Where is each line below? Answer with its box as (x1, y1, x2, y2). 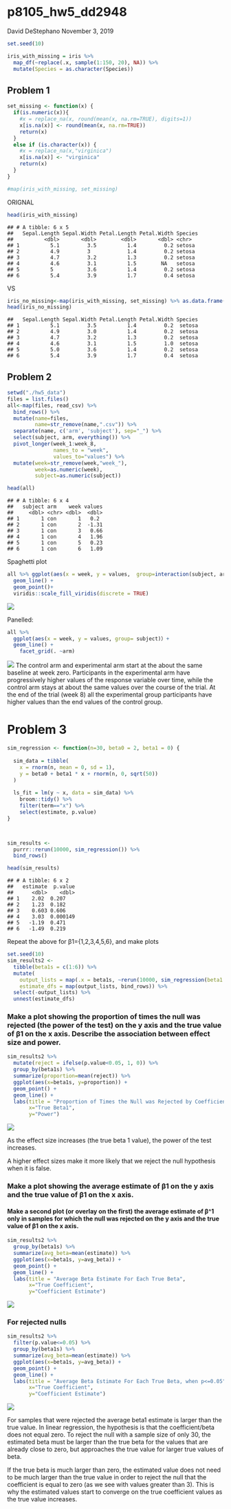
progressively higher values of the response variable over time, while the (7, 676, 213, 684)
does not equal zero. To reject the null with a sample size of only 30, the (7, 1431, 211, 1439)
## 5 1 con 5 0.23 (7, 540, 103, 547)
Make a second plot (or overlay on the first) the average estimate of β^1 (7, 1207, 214, 1215)
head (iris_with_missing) (7, 211, 78, 218)
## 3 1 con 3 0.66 (7, 527, 103, 534)
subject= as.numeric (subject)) (34, 472, 122, 479)
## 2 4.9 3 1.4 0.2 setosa (7, 248, 195, 255)
